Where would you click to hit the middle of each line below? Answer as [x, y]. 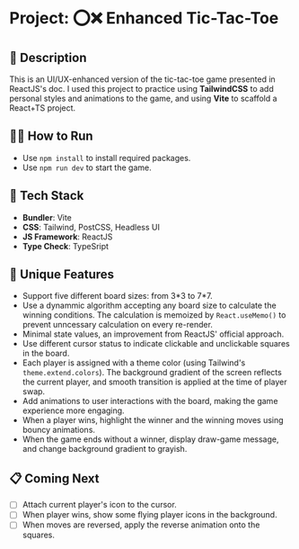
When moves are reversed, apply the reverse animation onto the [141, 525]
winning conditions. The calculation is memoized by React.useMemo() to [154, 315]
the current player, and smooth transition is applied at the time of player [154, 382]
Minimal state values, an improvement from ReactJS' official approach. [153, 334]
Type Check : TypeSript [66, 246]
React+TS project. [43, 108]
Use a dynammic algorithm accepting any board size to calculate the [149, 306]
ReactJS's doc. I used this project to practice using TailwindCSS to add [141, 89]
